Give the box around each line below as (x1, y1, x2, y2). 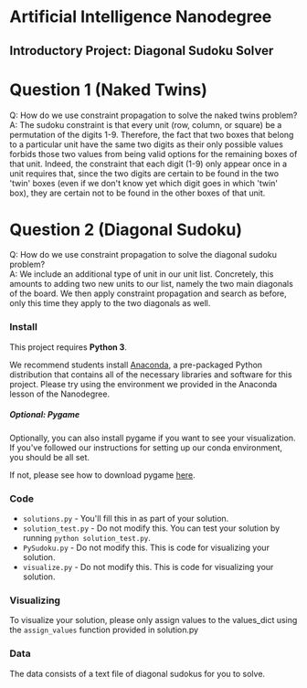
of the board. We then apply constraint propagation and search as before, (9, 288, 288, 299)
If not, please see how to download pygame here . (9, 469, 196, 481)
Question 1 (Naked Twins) (9, 79, 208, 100)
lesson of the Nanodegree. (9, 388, 111, 399)
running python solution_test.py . (22, 533, 151, 544)
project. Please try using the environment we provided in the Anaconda (9, 378, 278, 389)
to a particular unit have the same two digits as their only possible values (9, 139, 283, 150)
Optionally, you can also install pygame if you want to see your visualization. (9, 432, 296, 443)
